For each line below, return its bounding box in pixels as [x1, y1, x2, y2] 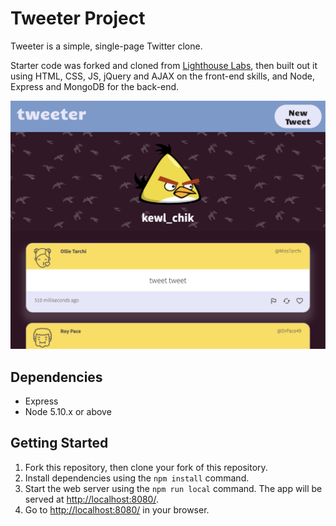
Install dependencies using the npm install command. [24, 472, 250, 484]
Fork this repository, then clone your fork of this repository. [24, 461, 268, 473]
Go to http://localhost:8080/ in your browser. [24, 503, 210, 516]
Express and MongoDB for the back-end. [10, 80, 180, 92]
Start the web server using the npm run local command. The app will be [24, 482, 323, 494]
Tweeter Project [10, 7, 146, 30]
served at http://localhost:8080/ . [24, 493, 159, 505]
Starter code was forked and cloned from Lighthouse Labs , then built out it [10, 59, 318, 71]
